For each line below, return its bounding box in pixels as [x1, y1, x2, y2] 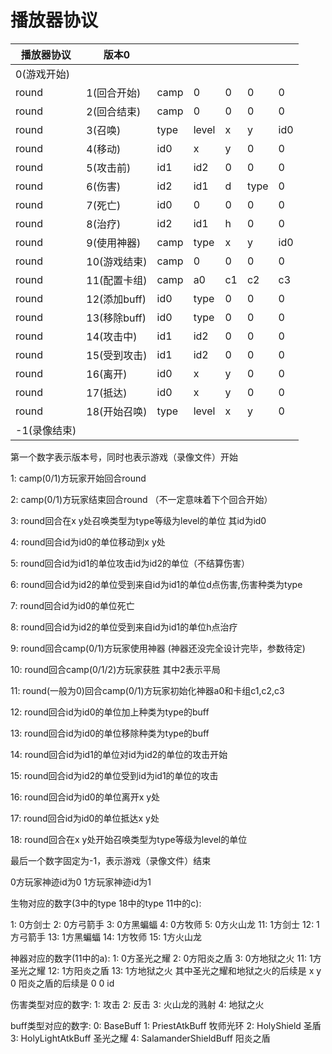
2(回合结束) [86, 104, 142, 118]
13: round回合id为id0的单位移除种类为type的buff [10, 727, 210, 739]
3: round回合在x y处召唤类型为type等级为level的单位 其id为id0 [10, 514, 267, 526]
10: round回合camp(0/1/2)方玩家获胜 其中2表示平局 [10, 663, 221, 675]
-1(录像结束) [15, 423, 77, 437]
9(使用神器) [86, 236, 142, 250]
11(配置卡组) [86, 273, 148, 287]
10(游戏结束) [86, 254, 148, 268]
